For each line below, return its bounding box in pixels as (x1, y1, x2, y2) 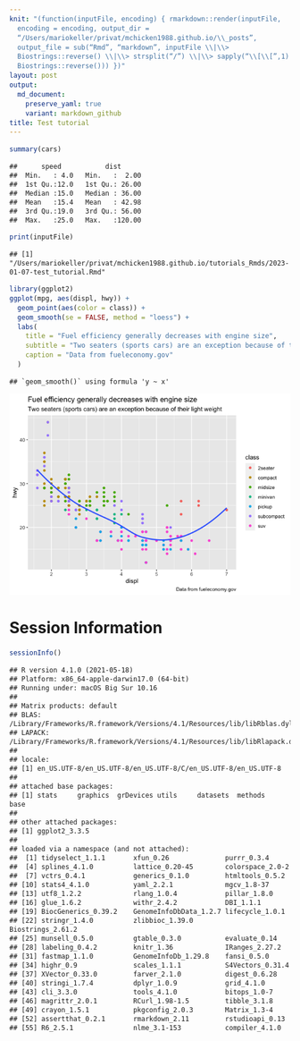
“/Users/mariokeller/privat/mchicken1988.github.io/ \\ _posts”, (17, 33, 257, 42)
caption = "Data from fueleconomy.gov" (25, 351, 174, 360)
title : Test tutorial (9, 118, 90, 127)
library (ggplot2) (9, 284, 74, 293)
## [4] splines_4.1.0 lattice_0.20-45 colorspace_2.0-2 (9, 862, 290, 871)
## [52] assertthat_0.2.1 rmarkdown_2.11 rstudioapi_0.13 (9, 1014, 286, 1023)
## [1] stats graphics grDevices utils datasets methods (9, 791, 266, 800)
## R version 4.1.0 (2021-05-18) (9, 665, 134, 674)
